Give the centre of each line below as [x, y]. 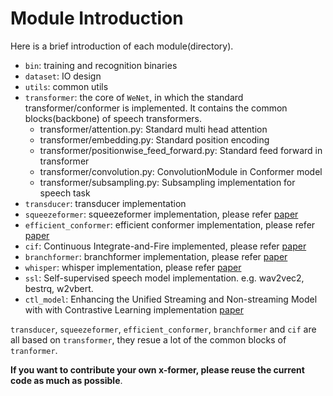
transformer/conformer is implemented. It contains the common [156, 108]
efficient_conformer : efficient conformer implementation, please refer [170, 224]
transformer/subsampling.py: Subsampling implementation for [167, 182]
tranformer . [34, 350]
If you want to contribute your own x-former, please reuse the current [157, 369]
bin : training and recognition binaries [101, 65]
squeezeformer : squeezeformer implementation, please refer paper [161, 214]
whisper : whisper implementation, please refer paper [133, 267]
